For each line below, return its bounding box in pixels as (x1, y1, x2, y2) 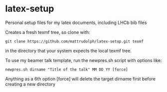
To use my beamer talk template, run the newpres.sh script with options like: (5, 57, 162, 63)
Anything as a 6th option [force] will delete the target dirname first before (5, 75, 156, 81)
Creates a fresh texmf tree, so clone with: (5, 29, 90, 35)
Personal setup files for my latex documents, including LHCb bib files (5, 19, 147, 25)
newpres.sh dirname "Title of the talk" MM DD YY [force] (5, 67, 128, 72)
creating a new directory (5, 81, 56, 87)
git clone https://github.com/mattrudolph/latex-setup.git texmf (5, 38, 144, 44)
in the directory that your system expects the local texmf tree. (5, 47, 132, 53)
